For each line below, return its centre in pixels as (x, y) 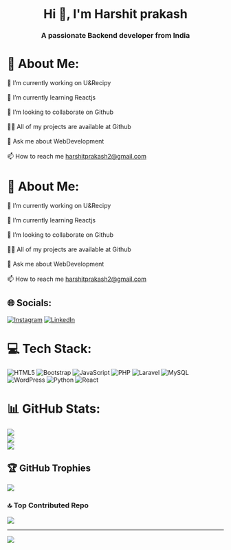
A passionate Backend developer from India (115, 36)
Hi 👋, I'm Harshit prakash (115, 14)
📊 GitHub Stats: (54, 409)
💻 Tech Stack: (49, 348)
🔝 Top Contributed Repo (48, 505)
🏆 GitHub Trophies (49, 469)
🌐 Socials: (30, 303)
